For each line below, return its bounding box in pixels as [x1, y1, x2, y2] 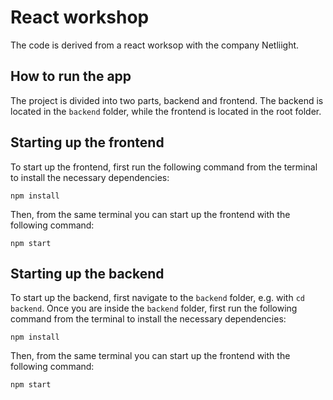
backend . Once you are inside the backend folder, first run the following [10, 302, 298, 315]
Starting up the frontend [10, 134, 165, 151]
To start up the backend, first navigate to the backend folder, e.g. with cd [10, 292, 305, 304]
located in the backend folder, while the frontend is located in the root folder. [10, 105, 322, 117]
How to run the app [10, 68, 132, 85]
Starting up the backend [10, 265, 165, 282]
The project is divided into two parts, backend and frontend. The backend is [10, 94, 324, 106]
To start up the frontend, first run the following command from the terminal [10, 161, 318, 173]
